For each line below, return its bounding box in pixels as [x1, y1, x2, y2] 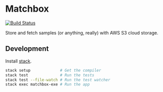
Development [5, 44, 49, 53]
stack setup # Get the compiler [5, 68, 101, 73]
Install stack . [5, 58, 32, 64]
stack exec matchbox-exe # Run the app [5, 82, 90, 87]
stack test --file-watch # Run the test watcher [5, 77, 111, 82]
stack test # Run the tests [5, 72, 95, 78]
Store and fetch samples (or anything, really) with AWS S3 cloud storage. [5, 29, 159, 36]
